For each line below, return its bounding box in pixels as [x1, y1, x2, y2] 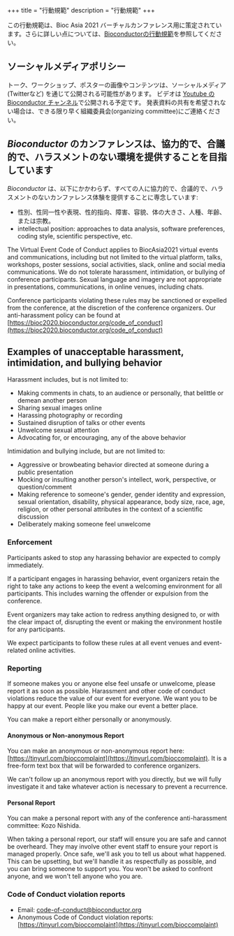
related [7, 646, 28, 654]
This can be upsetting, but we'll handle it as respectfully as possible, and [7, 857, 217, 865]
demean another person [17, 396, 87, 405]
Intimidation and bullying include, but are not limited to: [7, 447, 166, 456]
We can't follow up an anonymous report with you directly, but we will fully [7, 775, 222, 784]
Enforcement [7, 538, 52, 547]
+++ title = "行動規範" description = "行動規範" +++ [7, 6, 155, 14]
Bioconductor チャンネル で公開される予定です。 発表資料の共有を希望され [7, 98, 220, 106]
